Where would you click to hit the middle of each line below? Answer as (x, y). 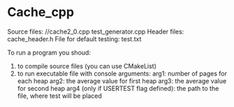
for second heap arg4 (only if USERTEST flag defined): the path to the (118, 88)
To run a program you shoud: (49, 52)
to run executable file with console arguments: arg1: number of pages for (122, 73)
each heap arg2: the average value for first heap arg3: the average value (122, 80)
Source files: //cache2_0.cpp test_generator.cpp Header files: (96, 31)
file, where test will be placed (60, 96)
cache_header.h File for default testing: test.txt (74, 38)
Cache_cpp (41, 12)
